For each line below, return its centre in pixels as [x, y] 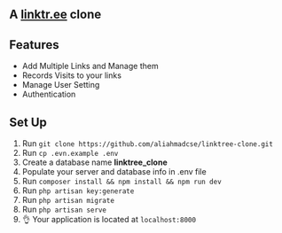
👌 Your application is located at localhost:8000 [109, 220]
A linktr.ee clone [55, 15]
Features [34, 45]
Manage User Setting [61, 85]
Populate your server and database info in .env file [114, 172]
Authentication [49, 94]
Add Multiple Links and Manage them [90, 66]
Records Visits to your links [72, 75]
